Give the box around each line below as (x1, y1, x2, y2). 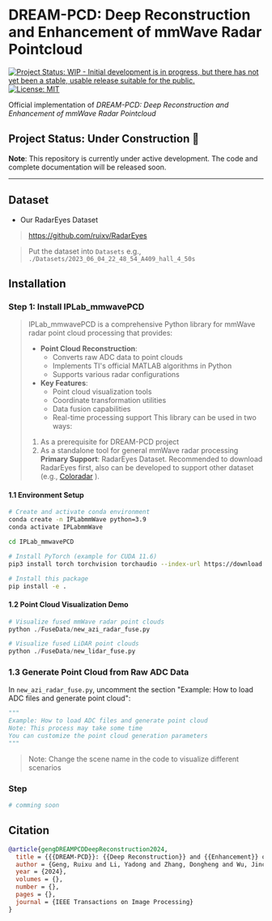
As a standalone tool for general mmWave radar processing (40, 446, 239, 456)
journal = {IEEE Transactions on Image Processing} (15, 897, 194, 906)
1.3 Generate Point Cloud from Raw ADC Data (8, 666, 189, 678)
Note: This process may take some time (8, 724, 143, 733)
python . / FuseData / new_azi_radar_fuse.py (8, 625, 151, 633)
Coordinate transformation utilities (52, 396, 167, 405)
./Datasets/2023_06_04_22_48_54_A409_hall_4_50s (28, 255, 196, 263)
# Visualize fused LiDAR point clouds (8, 640, 139, 648)
